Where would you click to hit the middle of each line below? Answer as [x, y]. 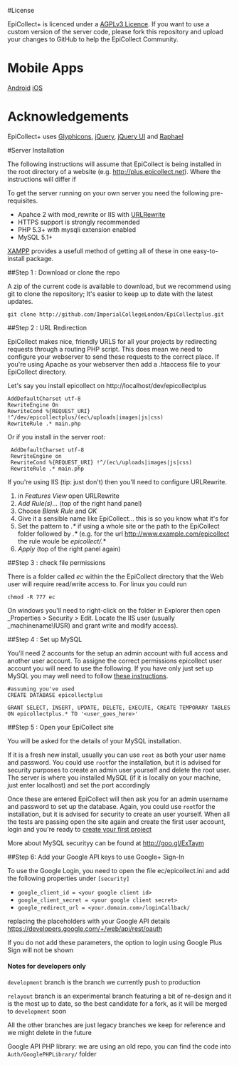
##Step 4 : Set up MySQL [45, 639]
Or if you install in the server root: [56, 437]
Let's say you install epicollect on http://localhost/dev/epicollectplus [107, 385]
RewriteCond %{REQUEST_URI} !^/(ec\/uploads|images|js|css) [101, 462]
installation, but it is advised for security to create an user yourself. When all [118, 814]
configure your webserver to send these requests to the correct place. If [113, 357]
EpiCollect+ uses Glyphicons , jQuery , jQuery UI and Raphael [95, 136]
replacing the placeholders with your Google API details [89, 921]
